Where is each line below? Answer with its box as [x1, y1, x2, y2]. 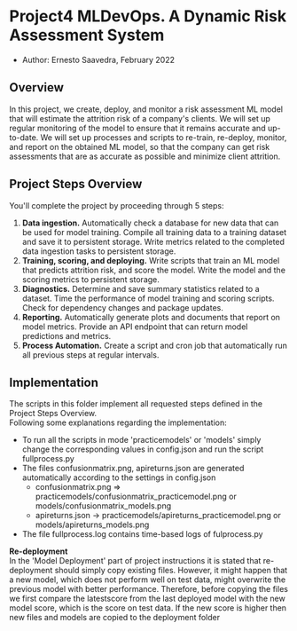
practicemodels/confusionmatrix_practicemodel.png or [35, 491, 237, 502]
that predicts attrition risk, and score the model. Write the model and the [21, 264, 286, 275]
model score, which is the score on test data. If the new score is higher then [9, 603, 286, 613]
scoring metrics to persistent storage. [21, 273, 160, 285]
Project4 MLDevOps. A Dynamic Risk [9, 6, 286, 27]
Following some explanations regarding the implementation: [9, 417, 228, 428]
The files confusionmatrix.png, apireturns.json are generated [21, 463, 245, 474]
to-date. [9, 131, 39, 143]
